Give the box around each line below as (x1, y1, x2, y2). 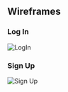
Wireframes (7, 6, 62, 18)
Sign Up (7, 60, 35, 70)
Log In (7, 27, 30, 37)
